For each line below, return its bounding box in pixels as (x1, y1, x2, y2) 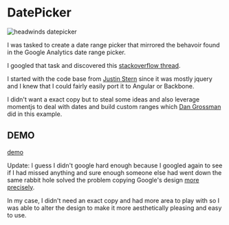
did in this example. (7, 110, 63, 118)
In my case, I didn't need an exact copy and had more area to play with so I (7, 196, 220, 204)
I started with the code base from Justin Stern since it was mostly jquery (7, 74, 213, 83)
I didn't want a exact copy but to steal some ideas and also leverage (7, 95, 200, 104)
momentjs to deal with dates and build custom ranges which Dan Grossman (7, 102, 221, 110)
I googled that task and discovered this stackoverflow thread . (7, 61, 181, 69)
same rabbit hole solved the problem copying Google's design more (7, 176, 199, 184)
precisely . (7, 183, 35, 191)
